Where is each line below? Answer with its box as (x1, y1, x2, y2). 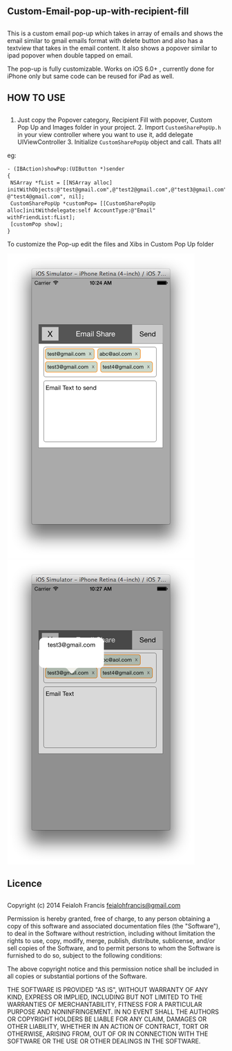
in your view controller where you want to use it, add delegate (17, 130, 193, 138)
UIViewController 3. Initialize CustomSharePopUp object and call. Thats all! (17, 138, 222, 146)
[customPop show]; (10, 221, 64, 228)
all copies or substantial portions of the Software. (7, 972, 147, 980)
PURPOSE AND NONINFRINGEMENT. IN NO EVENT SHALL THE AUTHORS (7, 1007, 220, 1016)
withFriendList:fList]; (7, 214, 76, 221)
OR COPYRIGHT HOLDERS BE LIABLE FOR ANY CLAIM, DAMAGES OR (7, 1015, 207, 1023)
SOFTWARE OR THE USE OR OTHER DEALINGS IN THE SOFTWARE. (7, 1037, 201, 1045)
